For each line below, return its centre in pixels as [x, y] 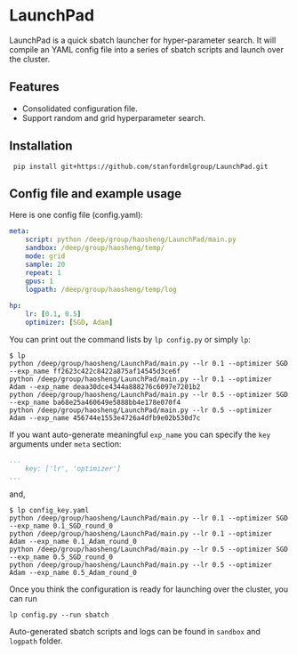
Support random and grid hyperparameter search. [114, 117]
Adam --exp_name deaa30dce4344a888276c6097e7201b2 [105, 387]
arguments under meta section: [65, 444]
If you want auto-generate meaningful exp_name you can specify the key [140, 434]
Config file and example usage [96, 194]
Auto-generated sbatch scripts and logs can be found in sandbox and [135, 631]
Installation [41, 146]
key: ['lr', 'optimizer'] [73, 468]
